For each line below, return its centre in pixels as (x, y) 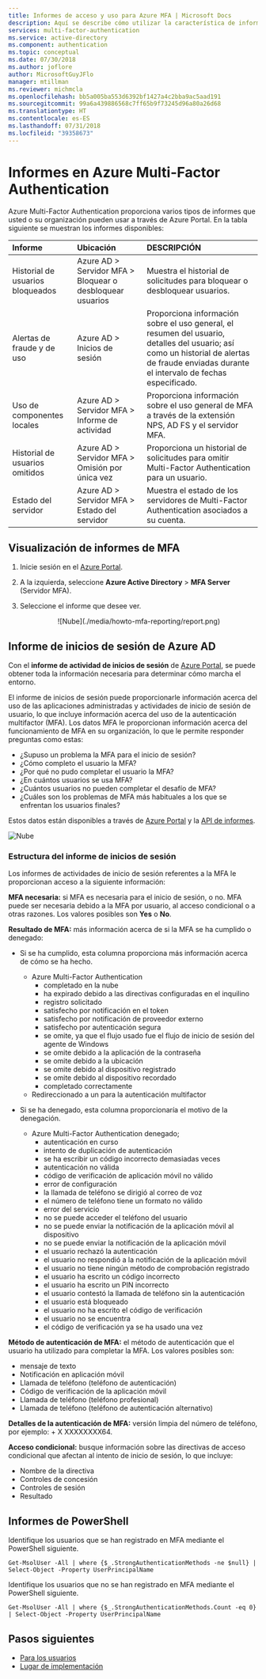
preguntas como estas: (46, 740)
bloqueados (34, 290)
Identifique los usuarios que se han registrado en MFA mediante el (116, 1541)
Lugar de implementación (61, 1666)
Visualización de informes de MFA (94, 548)
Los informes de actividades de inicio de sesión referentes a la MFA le (122, 874)
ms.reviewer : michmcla (46, 89)
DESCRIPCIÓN (174, 248)
